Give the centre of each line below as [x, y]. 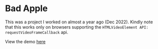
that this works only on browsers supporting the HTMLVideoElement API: [77, 27]
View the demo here [25, 41]
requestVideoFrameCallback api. [37, 32]
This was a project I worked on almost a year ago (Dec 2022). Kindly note [79, 22]
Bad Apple [26, 8]
